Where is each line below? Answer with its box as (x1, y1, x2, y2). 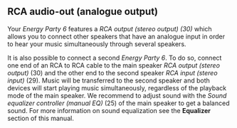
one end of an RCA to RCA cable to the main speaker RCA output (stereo (7, 60, 221, 70)
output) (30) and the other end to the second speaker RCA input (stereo (7, 68, 218, 77)
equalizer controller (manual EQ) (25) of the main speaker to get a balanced (7, 99, 230, 107)
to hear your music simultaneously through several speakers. (7, 39, 186, 48)
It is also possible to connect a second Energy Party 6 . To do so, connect (7, 53, 222, 62)
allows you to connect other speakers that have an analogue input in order (7, 32, 226, 41)
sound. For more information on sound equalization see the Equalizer (7, 106, 211, 114)
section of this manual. (7, 114, 75, 122)
